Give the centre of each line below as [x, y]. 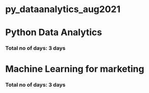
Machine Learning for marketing [75, 69]
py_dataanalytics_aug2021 [63, 9]
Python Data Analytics [54, 33]
